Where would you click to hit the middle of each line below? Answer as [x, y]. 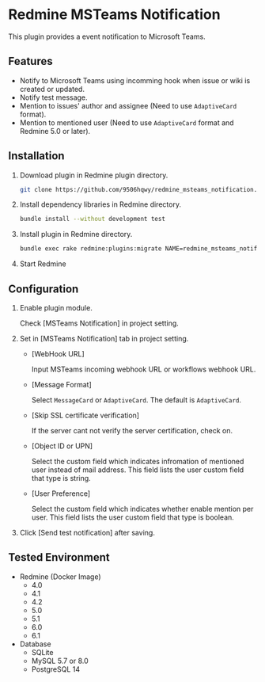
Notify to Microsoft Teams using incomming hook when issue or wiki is [135, 80]
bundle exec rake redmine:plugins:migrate [91, 249]
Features [30, 61]
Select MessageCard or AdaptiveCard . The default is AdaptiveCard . [136, 400]
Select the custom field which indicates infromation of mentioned [138, 461]
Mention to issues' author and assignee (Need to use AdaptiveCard [128, 105]
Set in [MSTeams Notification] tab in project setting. [104, 339]
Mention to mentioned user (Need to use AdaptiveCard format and [127, 122]
